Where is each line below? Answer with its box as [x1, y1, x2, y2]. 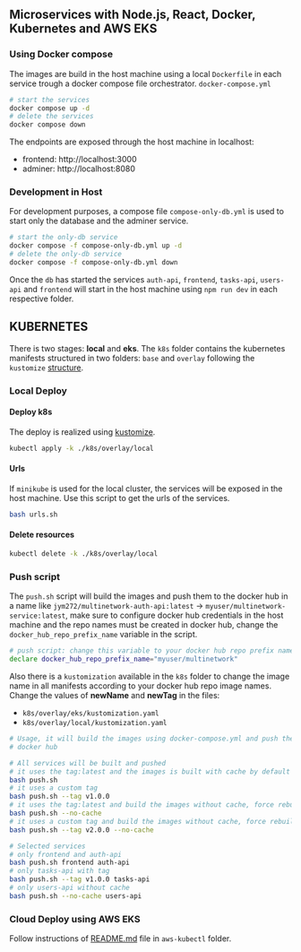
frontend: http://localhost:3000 [21, 154, 137, 165]
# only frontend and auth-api [9, 850, 123, 859]
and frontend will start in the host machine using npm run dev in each [23, 283, 278, 294]
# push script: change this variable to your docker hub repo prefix [9, 646, 275, 655]
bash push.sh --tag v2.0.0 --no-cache [9, 825, 154, 835]
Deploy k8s [9, 407, 53, 418]
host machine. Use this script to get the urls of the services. [9, 493, 230, 503]
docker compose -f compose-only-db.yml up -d [9, 241, 182, 250]
